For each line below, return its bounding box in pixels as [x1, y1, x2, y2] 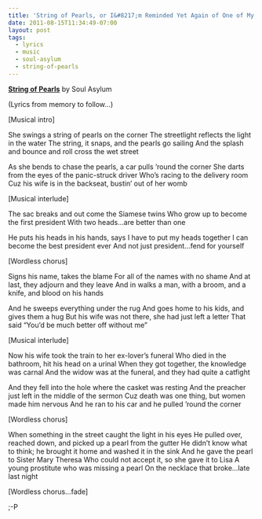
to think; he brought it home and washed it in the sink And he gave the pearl [8, 446, 253, 456]
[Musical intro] [8, 115, 55, 124]
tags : [8, 33, 26, 42]
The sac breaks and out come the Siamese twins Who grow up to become [8, 209, 247, 219]
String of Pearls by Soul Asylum [8, 84, 112, 94]
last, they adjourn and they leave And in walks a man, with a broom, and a [8, 280, 246, 289]
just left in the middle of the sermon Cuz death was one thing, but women [8, 391, 246, 400]
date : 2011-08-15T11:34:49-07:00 [8, 19, 118, 27]
